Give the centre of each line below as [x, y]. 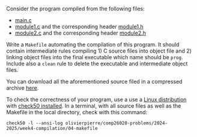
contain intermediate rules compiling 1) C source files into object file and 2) [99, 51]
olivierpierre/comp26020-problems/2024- [117, 123]
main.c [23, 20]
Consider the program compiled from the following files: [76, 9]
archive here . [23, 88]
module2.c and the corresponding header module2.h [80, 33]
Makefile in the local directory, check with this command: [77, 112]
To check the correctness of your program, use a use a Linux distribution [96, 99]
